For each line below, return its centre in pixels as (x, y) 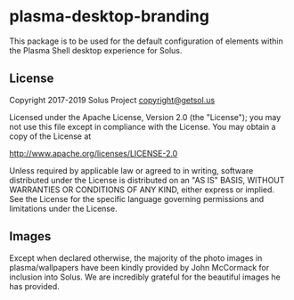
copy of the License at (50, 136)
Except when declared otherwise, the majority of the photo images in (136, 258)
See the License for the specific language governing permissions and (137, 199)
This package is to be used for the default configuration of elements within (146, 41)
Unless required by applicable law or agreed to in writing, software (131, 170)
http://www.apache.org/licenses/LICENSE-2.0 (94, 153)
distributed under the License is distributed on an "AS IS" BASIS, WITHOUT (147, 180)
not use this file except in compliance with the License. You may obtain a (143, 126)
